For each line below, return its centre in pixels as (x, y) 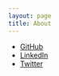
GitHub (31, 46)
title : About (30, 23)
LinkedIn (34, 55)
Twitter (31, 63)
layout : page (30, 16)
